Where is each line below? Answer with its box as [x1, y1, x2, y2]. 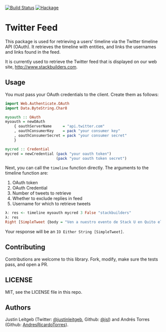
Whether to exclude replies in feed [12, 196, 83, 201]
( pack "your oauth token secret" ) [56, 156, 127, 161]
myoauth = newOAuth [5, 119, 45, 124]
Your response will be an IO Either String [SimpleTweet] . [5, 229, 124, 234]
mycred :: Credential [5, 146, 50, 151]
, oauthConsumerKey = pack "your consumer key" [14, 129, 121, 133]
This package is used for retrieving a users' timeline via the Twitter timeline [5, 38, 158, 44]
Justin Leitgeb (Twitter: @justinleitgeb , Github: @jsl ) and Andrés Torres [5, 317, 150, 323]
